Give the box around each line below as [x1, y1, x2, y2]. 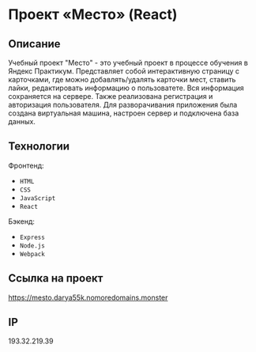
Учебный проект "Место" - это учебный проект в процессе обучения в [8, 58, 249, 67]
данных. [8, 117, 36, 126]
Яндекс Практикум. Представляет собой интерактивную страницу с [8, 66, 239, 76]
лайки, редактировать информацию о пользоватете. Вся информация [8, 83, 244, 93]
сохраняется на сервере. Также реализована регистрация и [8, 92, 213, 100]
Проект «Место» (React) [8, 6, 178, 24]
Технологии [8, 140, 70, 153]
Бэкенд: [8, 216, 36, 226]
